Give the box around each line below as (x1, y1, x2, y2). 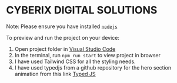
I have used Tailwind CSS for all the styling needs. (14, 58, 136, 65)
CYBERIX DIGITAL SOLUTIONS (6, 4, 158, 17)
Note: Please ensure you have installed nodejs (6, 23, 118, 30)
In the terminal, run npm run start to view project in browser (14, 51, 161, 58)
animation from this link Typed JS (14, 70, 96, 77)
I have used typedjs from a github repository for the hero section (14, 64, 172, 71)
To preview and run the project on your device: (6, 34, 119, 41)
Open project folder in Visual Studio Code (14, 45, 116, 53)
